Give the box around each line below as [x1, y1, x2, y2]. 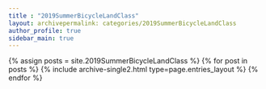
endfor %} [8, 73, 43, 83]
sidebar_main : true [8, 34, 74, 42]
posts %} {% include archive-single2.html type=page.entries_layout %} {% [8, 65, 259, 75]
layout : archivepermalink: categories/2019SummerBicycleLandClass [8, 19, 237, 27]
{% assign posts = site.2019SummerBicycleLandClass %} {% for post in [8, 56, 248, 66]
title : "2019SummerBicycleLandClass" [8, 11, 139, 20]
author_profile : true [8, 26, 82, 34]
